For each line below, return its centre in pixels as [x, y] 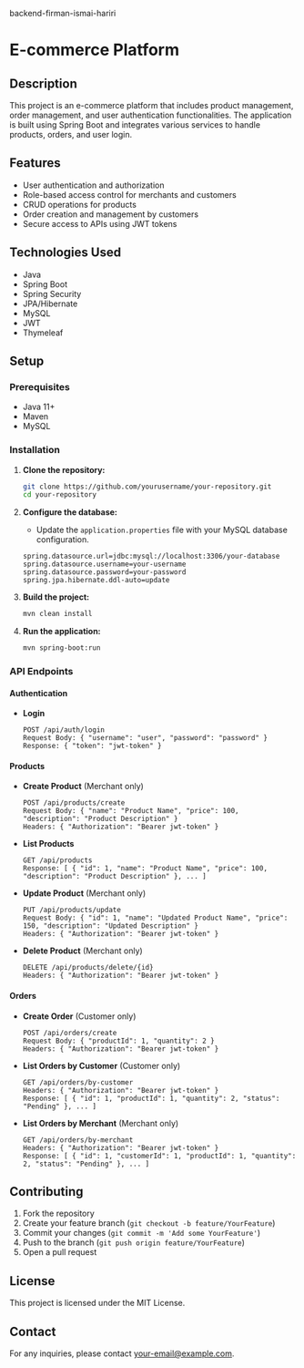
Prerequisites [40, 386]
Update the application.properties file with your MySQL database [162, 530]
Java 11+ [39, 407]
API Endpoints [41, 672]
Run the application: [62, 632]
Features [35, 163]
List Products [48, 844]
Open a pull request [60, 1252]
